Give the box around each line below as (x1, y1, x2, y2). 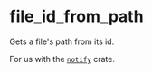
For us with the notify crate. (9, 53, 116, 64)
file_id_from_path (9, 6, 144, 27)
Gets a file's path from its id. (9, 36, 115, 47)
